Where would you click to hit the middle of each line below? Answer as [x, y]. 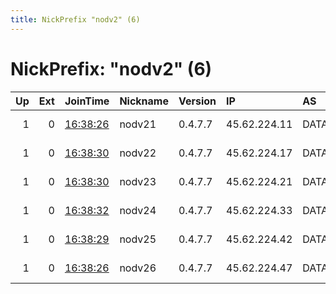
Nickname [144, 101]
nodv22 [138, 153]
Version [197, 101]
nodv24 [138, 210]
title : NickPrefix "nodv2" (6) [75, 19]
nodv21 [138, 124]
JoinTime [87, 101]
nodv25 [138, 239]
